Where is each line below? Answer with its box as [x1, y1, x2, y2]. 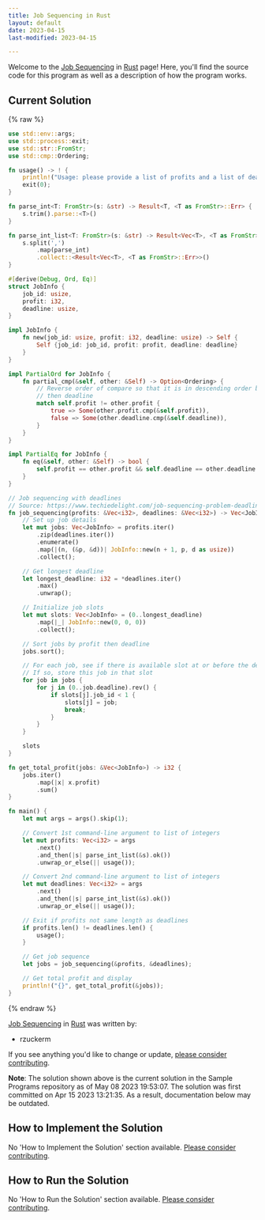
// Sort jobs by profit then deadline [22, 640, 150, 648]
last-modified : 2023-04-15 [8, 33, 97, 42]
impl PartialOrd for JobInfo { [8, 369, 111, 378]
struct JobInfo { [8, 282, 65, 290]
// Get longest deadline [22, 567, 104, 575]
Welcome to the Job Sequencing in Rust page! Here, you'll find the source [8, 63, 249, 72]
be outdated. [8, 1098, 50, 1108]
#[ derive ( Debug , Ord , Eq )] [8, 275, 97, 283]
